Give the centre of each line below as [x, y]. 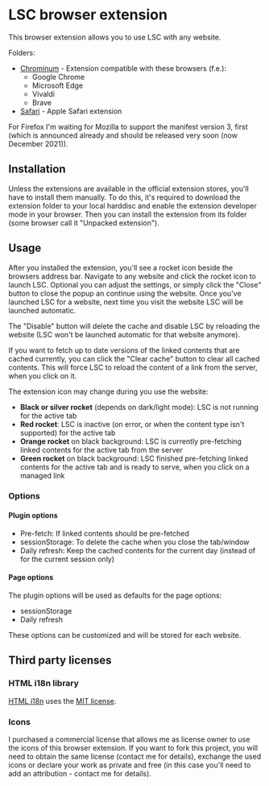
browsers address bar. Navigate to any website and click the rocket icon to [132, 276]
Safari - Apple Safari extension [71, 111]
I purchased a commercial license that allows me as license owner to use [129, 739]
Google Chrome [58, 77]
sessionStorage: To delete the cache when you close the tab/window [134, 542]
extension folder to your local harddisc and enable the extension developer [132, 205]
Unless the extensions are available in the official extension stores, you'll [129, 188]
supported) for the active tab [68, 432]
